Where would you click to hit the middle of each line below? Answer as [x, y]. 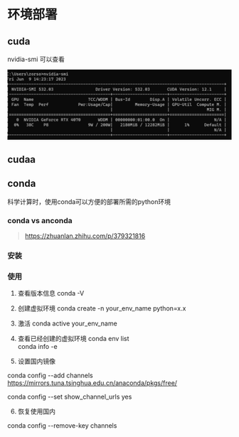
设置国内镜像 [36, 361]
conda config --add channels [51, 376]
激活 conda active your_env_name [67, 323]
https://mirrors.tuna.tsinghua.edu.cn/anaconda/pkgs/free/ [92, 383]
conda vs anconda [40, 220]
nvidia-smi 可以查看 [36, 59]
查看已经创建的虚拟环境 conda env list [73, 339]
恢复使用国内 [36, 411]
